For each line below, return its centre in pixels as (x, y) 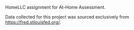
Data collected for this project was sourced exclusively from (67, 17)
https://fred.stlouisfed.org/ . (33, 22)
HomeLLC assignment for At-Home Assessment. (55, 7)
